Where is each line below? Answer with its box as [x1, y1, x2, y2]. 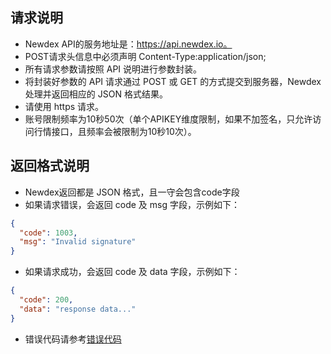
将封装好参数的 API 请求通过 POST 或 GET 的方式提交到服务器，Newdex [24, 75, 322, 87]
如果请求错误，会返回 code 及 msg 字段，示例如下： [24, 198, 240, 210]
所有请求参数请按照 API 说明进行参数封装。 [24, 63, 203, 75]
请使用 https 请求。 [24, 100, 105, 112]
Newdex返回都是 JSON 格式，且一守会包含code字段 [24, 186, 240, 198]
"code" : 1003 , [19, 228, 78, 238]
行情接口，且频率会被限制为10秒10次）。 [33, 125, 197, 137]
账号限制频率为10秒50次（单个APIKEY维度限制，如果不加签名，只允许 [24, 113, 313, 125]
